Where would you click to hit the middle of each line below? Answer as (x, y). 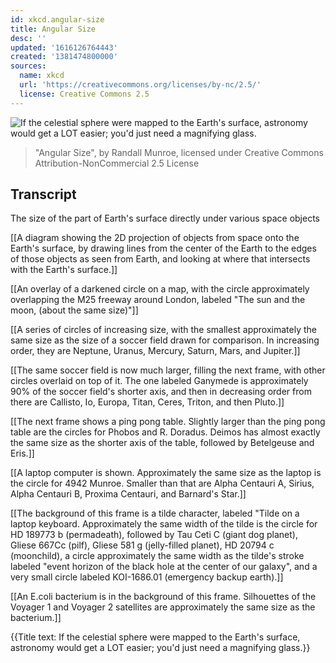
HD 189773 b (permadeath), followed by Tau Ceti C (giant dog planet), (154, 535)
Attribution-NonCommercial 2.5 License (117, 163)
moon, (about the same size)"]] (74, 310)
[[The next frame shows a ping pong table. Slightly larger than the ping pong (168, 422)
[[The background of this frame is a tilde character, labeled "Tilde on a (155, 513)
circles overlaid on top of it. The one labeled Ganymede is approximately (159, 381)
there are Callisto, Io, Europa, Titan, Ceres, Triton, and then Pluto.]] (147, 402)
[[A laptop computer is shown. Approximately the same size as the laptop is (166, 473)
